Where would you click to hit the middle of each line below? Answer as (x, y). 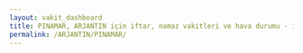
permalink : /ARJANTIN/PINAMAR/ (68, 34)
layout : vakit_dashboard (56, 18)
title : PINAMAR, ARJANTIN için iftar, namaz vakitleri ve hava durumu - (149, 26)
